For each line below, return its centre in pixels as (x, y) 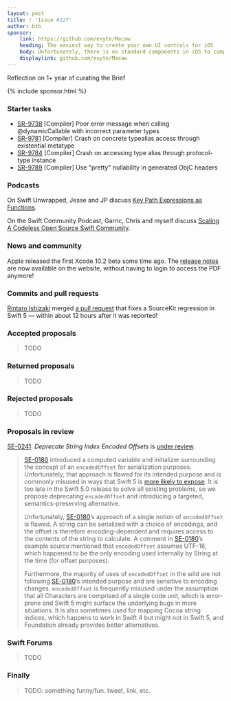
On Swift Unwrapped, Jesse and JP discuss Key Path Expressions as (105, 200)
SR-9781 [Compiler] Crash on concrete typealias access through (109, 139)
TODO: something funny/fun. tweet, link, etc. (87, 690)
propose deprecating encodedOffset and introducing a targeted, (114, 496)
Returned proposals (41, 366)
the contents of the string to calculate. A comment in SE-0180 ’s (113, 539)
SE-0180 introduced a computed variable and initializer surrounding (120, 460)
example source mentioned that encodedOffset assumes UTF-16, (115, 546)
